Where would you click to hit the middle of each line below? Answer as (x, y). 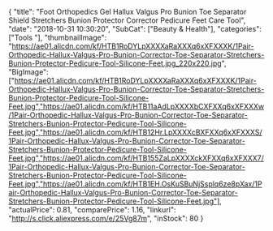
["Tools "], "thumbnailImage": (58, 37)
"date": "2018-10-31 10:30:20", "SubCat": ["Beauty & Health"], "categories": (135, 29)
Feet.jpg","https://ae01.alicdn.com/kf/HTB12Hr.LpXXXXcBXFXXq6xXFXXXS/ (135, 132)
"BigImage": (28, 72)
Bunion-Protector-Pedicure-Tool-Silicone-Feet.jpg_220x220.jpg (115, 63)
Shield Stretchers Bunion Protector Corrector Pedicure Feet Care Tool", (127, 20)
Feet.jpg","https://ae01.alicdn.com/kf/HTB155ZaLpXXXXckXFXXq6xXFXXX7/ (136, 158)
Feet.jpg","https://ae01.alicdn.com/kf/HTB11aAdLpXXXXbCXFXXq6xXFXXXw (136, 106)
